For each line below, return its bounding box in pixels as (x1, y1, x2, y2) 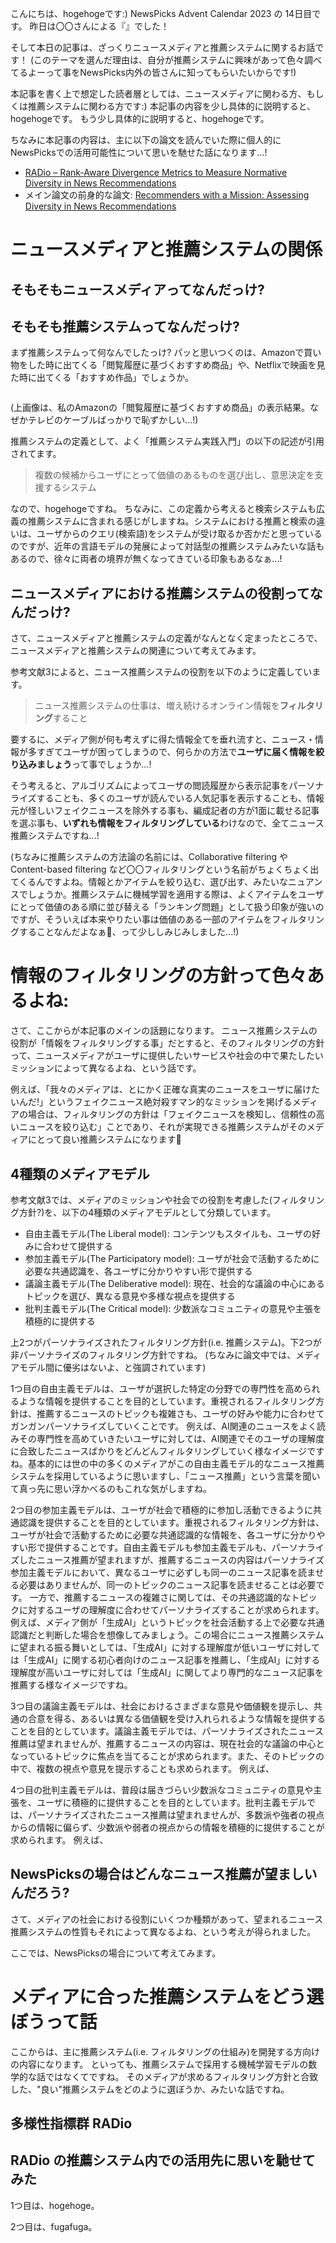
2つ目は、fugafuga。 (10, 2220, 98, 2232)
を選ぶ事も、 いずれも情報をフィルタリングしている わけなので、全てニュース (10, 817, 325, 829)
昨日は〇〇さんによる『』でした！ (29, 20, 170, 32)
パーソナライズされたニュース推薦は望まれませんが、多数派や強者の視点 (27, 1808, 325, 1821)
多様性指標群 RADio (10, 2115, 133, 2132)
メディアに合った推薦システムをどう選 (10, 1985, 325, 2008)
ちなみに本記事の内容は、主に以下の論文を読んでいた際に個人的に (10, 134, 282, 146)
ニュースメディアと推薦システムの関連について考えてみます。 (10, 645, 262, 657)
